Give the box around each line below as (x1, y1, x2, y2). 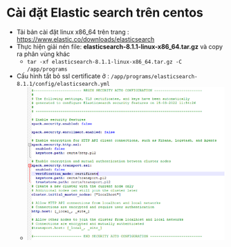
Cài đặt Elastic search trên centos (6, 5, 203, 21)
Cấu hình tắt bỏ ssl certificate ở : (16, 71, 110, 80)
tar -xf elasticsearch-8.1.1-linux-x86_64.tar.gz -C (26, 58, 183, 65)
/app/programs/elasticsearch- (111, 73, 198, 80)
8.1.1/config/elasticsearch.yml (16, 80, 110, 87)
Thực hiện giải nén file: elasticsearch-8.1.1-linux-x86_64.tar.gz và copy (16, 42, 223, 51)
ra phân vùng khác (16, 50, 71, 58)
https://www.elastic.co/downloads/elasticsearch (16, 35, 155, 43)
